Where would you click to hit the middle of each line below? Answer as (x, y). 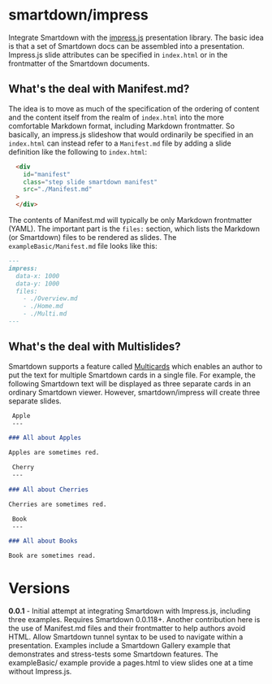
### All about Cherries (49, 490)
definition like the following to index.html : (78, 151)
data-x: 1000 (38, 276)
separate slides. (35, 401)
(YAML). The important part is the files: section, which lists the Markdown (134, 229)
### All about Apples (45, 438)
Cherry (23, 468)
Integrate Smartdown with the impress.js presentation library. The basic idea (136, 37)
